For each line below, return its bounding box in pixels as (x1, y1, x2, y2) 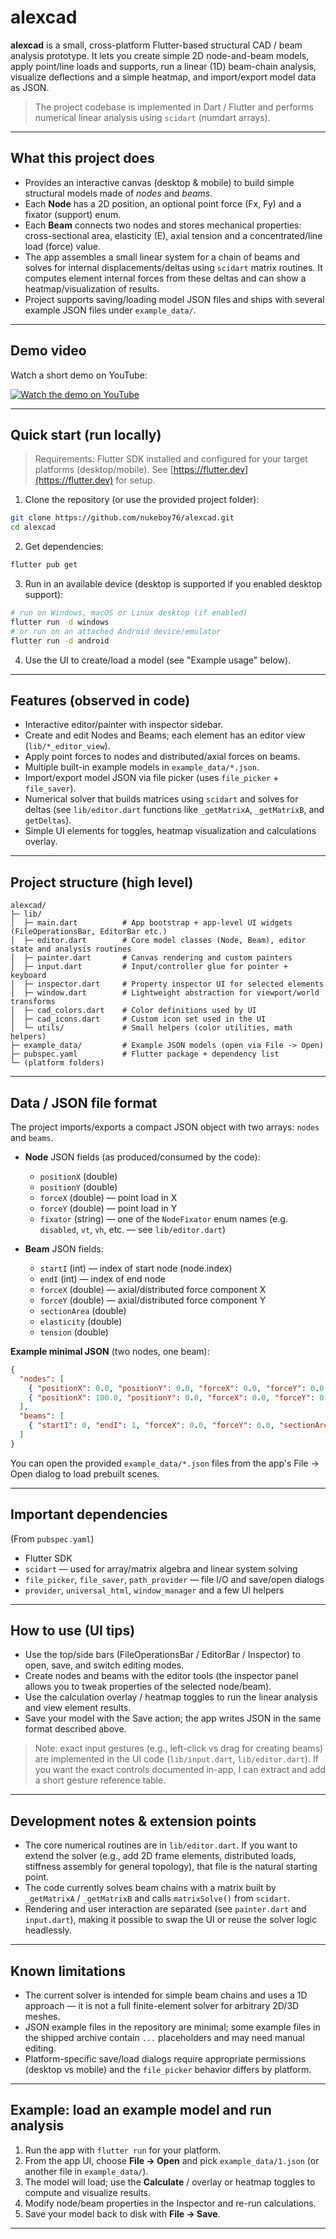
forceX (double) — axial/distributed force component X (39, 1283, 267, 1295)
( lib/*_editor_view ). (24, 740, 111, 752)
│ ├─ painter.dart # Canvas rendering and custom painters (10, 953, 293, 963)
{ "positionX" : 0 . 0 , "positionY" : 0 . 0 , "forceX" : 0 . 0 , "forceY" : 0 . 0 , (28, 1383, 329, 1393)
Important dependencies (10, 1506, 168, 1523)
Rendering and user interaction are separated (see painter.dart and (24, 1903, 307, 1915)
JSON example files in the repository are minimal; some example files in (24, 2021, 321, 2033)
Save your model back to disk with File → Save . (24, 2207, 221, 2220)
